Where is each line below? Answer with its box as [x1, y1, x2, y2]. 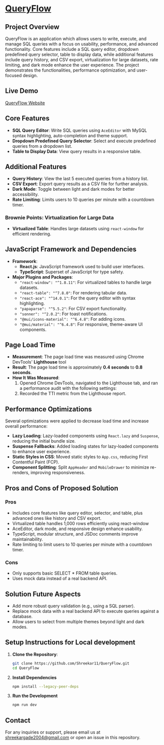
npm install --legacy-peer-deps [12, 684, 79, 689]
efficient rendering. [12, 231, 52, 237]
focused [5, 73, 22, 78]
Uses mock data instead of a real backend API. [12, 576, 107, 581]
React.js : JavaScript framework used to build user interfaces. [19, 263, 145, 269]
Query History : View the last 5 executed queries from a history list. [12, 176, 149, 182]
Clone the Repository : [12, 651, 58, 657]
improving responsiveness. [30, 470, 85, 476]
